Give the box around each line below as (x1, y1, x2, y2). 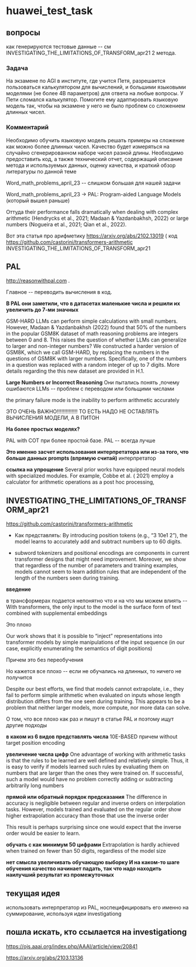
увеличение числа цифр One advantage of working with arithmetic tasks (6, 751, 186, 758)
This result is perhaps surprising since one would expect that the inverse (6, 824, 181, 831)
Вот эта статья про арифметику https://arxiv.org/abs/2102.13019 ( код (6, 232, 178, 239)
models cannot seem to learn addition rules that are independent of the (14, 568, 187, 575)
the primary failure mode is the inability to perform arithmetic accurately (6, 397, 180, 404)
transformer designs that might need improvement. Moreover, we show (14, 556, 186, 563)
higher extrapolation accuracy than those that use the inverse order (6, 812, 169, 819)
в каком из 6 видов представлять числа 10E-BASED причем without (6, 733, 178, 740)
